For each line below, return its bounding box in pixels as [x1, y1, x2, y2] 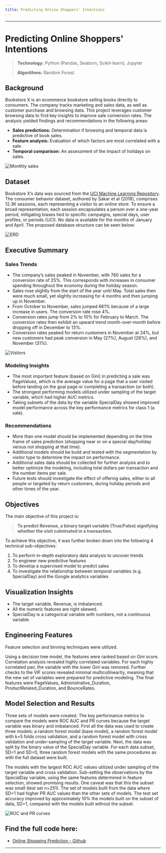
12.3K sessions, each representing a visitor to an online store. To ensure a [5, 201, 155, 207]
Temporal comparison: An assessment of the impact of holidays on [12, 149, 151, 155]
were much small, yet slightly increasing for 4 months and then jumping [12, 293, 158, 299]
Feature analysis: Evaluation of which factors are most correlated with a [12, 138, 160, 144]
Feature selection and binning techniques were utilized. [5, 644, 118, 650]
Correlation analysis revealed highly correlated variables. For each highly [5, 659, 154, 664]
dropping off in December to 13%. [12, 324, 82, 330]
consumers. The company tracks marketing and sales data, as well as [5, 102, 147, 108]
